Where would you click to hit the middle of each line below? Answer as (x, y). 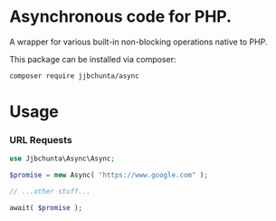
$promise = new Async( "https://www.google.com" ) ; (109, 175)
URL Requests (41, 140)
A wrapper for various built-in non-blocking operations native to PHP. (138, 42)
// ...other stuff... (50, 192)
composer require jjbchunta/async (75, 76)
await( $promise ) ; (46, 208)
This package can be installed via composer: (93, 59)
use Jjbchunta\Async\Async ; (62, 159)
